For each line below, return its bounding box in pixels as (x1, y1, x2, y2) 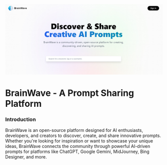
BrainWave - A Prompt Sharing (5, 87, 134, 99)
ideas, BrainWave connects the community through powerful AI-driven (5, 143, 150, 149)
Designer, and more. (5, 154, 47, 160)
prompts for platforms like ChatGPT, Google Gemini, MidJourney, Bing (5, 148, 150, 154)
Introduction (5, 116, 36, 123)
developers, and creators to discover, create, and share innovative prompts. (5, 132, 161, 139)
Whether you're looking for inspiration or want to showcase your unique (5, 138, 153, 144)
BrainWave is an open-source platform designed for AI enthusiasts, (5, 127, 143, 133)
